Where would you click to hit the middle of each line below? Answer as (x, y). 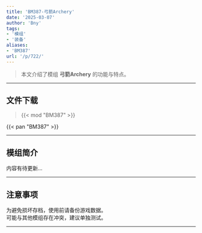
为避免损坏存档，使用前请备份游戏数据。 (56, 210)
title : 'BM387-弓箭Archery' (41, 12)
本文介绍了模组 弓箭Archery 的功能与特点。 (75, 74)
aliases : (17, 46)
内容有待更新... (25, 168)
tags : (13, 28)
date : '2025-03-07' (31, 17)
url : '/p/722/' (25, 56)
